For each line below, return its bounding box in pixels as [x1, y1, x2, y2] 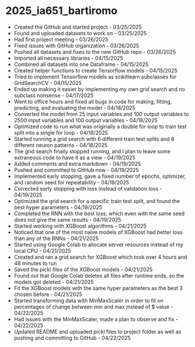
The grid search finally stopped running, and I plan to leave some [13, 147, 171, 154]
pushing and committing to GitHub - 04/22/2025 [13, 334, 131, 341]
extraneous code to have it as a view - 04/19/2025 [13, 154, 135, 161]
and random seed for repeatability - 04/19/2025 [13, 178, 130, 185]
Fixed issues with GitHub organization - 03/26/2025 [13, 42, 140, 49]
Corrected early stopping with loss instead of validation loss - [13, 185, 162, 192]
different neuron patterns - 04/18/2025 [13, 142, 108, 149]
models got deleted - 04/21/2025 [13, 278, 94, 285]
